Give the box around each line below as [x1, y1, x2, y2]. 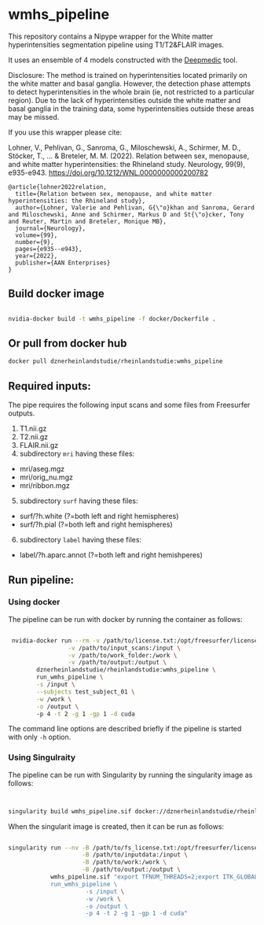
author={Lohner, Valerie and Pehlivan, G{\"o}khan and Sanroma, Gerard [15, 203, 255, 212]
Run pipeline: [8, 573, 75, 586]
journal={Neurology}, [15, 224, 86, 232]
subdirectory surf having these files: [19, 496, 138, 505]
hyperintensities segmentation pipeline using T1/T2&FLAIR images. [8, 39, 225, 49]
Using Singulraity [8, 752, 76, 763]
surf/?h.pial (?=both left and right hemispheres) [19, 520, 173, 529]
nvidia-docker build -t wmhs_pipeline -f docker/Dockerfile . [8, 315, 216, 323]
